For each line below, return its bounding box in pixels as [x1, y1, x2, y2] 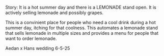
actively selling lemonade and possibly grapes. [5, 10, 103, 16]
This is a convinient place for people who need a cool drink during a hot [5, 20, 156, 25]
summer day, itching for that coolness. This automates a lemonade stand [5, 25, 158, 31]
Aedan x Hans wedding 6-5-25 [5, 45, 70, 51]
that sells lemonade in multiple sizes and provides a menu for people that [5, 30, 159, 36]
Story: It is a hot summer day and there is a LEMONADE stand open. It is [5, 5, 156, 10]
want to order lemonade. [5, 35, 57, 41]
